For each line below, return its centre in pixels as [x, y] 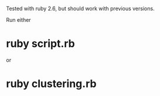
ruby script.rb [40, 44]
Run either [18, 20]
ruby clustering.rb [51, 84]
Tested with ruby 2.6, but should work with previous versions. [80, 9]
